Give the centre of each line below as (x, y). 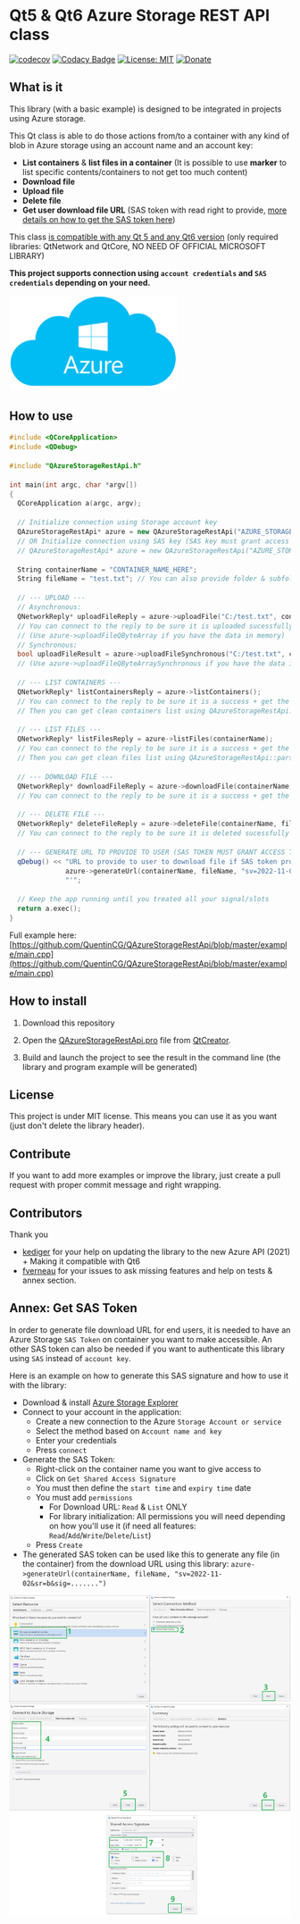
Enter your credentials (76, 1440)
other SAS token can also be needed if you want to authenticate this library (147, 1349)
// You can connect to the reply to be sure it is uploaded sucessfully (155, 626)
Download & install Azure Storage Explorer (100, 1402)
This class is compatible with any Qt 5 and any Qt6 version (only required (144, 237)
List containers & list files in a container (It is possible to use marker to (154, 163)
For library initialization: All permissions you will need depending (167, 1516)
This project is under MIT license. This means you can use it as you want (143, 1117)
